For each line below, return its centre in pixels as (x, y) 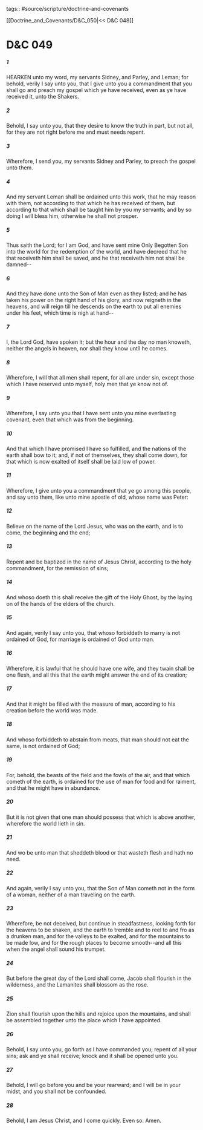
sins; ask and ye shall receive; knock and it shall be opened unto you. (92, 1056)
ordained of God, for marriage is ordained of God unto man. (80, 639)
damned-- (19, 264)
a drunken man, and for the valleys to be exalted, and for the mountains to (98, 936)
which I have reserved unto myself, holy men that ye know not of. (87, 384)
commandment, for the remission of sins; (57, 568)
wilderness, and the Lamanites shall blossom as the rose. (77, 985)
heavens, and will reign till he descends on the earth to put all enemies (94, 306)
